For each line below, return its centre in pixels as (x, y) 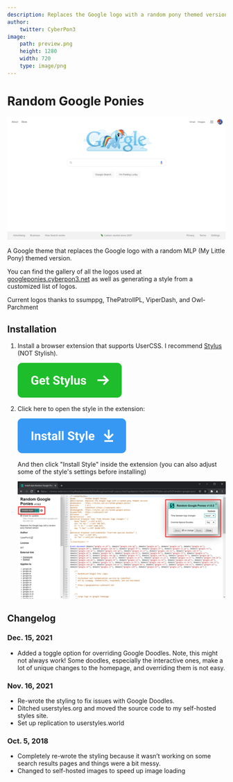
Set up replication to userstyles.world (71, 723)
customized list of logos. (42, 286)
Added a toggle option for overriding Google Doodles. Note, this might (118, 653)
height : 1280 (38, 51)
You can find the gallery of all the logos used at (75, 272)
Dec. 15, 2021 (30, 638)
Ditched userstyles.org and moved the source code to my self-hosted (116, 708)
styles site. (33, 716)
